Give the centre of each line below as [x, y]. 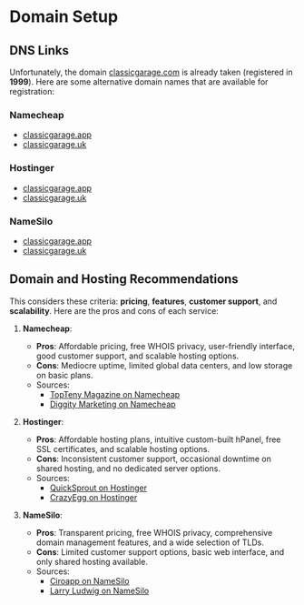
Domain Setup [64, 17]
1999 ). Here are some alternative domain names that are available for [139, 82]
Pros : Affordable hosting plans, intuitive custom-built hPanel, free [158, 439]
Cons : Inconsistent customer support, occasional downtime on [154, 459]
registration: [32, 91]
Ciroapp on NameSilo [89, 580]
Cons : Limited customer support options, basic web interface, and [160, 551]
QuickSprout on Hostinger [98, 488]
